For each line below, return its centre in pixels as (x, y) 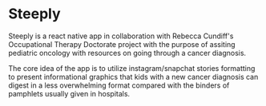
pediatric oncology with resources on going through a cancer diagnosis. (127, 53)
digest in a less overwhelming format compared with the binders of (119, 85)
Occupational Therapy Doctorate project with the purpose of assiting (122, 44)
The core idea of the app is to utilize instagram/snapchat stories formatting (132, 68)
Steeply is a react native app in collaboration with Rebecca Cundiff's (121, 36)
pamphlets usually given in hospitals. (69, 93)
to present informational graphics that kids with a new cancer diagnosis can (133, 77)
